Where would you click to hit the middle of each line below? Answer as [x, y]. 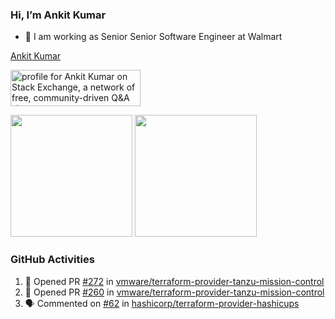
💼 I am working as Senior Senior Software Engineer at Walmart [153, 37]
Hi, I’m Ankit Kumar [58, 15]
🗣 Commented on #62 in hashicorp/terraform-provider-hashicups [162, 303]
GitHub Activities [52, 260]
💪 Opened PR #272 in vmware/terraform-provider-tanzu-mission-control [174, 281]
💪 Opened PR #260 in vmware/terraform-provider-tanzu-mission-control [174, 292]
